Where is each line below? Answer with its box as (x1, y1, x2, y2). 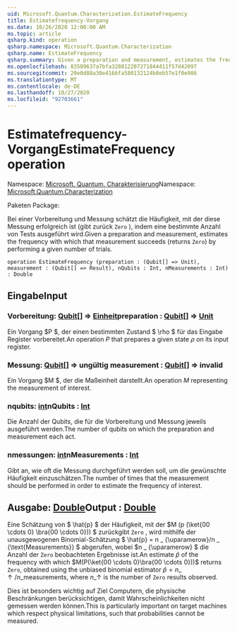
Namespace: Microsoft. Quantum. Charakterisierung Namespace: (7, 180, 196, 188)
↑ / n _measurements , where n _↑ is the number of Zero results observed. (7, 573, 218, 581)
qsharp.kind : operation (7, 37, 78, 44)
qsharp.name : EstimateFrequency (7, 50, 102, 57)
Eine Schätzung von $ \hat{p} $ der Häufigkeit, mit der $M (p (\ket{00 (7, 521, 210, 529)
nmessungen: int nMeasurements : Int (7, 450, 139, 460)
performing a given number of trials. (7, 245, 113, 253)
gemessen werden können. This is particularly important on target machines (7, 602, 227, 610)
